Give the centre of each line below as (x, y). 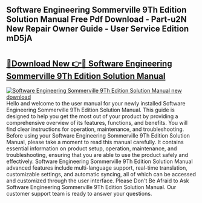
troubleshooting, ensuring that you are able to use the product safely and (97, 155)
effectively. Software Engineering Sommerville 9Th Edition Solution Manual (99, 161)
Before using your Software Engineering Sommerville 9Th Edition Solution (98, 135)
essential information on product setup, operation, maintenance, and (92, 148)
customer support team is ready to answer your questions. (79, 194)
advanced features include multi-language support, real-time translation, (97, 168)
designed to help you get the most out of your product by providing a (92, 116)
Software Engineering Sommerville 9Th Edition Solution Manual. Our (91, 187)
